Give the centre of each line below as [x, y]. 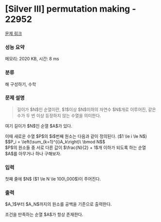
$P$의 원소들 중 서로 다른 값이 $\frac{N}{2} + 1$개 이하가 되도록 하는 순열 [76, 148]
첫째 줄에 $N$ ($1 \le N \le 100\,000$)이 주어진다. [53, 179]
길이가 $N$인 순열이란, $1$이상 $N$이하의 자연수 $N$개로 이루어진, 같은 [86, 109]
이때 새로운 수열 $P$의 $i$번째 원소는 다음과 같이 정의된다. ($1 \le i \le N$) [76, 136]
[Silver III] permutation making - [71, 9]
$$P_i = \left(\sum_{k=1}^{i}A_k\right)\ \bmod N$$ [55, 142]
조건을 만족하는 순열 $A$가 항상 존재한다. [44, 215]
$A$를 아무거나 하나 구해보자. [33, 153]
